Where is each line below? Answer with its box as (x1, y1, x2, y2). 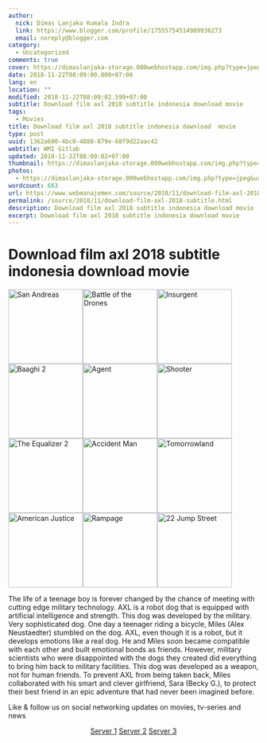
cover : (8, 64, 30, 72)
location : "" (8, 85, 52, 94)
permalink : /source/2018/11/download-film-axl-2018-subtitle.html (8, 196, 233, 204)
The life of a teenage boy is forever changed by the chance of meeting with (8, 594, 256, 604)
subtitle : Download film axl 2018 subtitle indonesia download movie (8, 100, 244, 108)
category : (8, 41, 41, 49)
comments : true (8, 56, 59, 64)
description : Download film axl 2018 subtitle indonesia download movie (8, 204, 254, 212)
